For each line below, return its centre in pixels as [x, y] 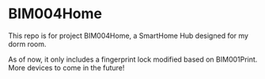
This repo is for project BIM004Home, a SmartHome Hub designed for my [129, 36]
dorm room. [27, 43]
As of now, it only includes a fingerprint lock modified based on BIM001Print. [133, 59]
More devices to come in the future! [66, 67]
